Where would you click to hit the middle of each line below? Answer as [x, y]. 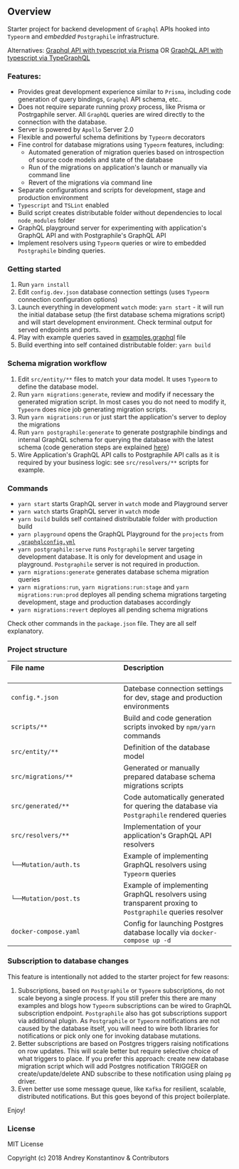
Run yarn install [43, 285]
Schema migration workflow [57, 364]
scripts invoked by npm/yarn [169, 727]
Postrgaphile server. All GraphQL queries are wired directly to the [111, 115]
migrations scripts [153, 786]
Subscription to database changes [68, 961]
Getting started [34, 269]
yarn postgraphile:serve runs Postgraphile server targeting [106, 549]
